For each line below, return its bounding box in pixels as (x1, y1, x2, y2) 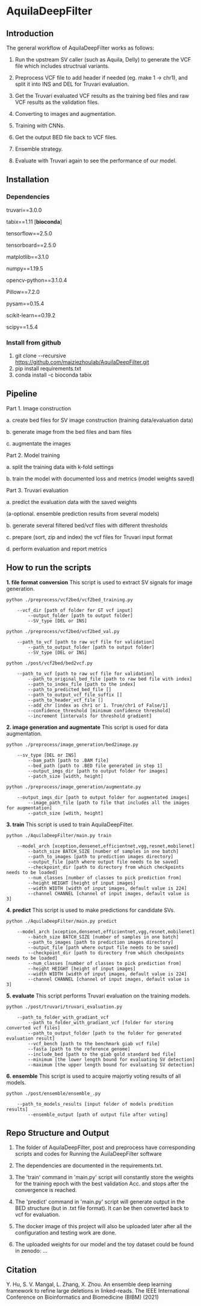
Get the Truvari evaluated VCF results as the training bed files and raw (14, 92, 190, 99)
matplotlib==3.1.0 (6, 253, 49, 260)
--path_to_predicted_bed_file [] (28, 686, 112, 692)
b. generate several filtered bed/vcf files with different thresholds (6, 521, 168, 529)
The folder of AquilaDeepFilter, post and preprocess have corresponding (14, 1144, 196, 1151)
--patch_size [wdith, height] (28, 810, 104, 816)
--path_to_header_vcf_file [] (28, 697, 104, 703)
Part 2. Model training (6, 451, 60, 459)
